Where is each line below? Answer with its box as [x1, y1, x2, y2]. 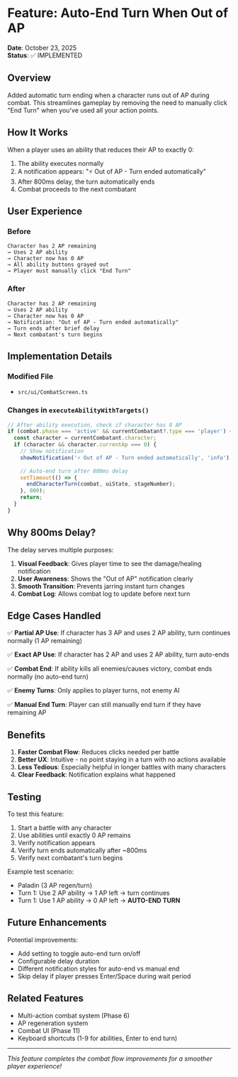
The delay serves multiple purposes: [7, 545, 114, 554]
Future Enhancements [7, 917, 108, 929]
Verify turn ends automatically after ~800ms [17, 846, 147, 855]
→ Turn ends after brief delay [7, 325, 100, 332]
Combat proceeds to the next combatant [17, 184, 137, 193]
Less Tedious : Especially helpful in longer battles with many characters [17, 763, 227, 771]
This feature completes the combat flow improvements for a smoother [7, 1054, 212, 1063]
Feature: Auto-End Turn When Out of [7, 5, 229, 21]
